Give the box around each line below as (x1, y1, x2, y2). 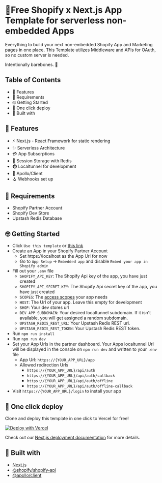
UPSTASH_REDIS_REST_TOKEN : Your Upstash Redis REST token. (19, 326, 141, 332)
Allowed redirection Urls (19, 362, 69, 368)
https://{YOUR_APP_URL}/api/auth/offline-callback (27, 384, 133, 389)
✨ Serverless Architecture (12, 145, 65, 151)
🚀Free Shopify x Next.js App (5, 4, 122, 16)
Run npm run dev (12, 336, 46, 342)
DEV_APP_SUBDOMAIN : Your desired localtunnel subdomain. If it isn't (19, 310, 151, 316)
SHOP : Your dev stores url (19, 304, 70, 310)
